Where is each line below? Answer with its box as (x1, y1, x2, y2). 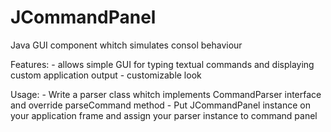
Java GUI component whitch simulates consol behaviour (10, 39, 243, 51)
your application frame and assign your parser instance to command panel (10, 109, 318, 121)
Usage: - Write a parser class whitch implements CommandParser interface (10, 88, 322, 100)
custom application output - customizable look (10, 69, 202, 81)
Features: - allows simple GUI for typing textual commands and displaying (10, 58, 315, 70)
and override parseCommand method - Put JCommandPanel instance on (10, 99, 311, 111)
